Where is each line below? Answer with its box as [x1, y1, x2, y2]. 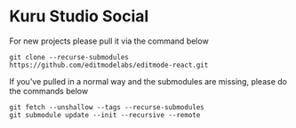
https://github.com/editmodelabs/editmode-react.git [9, 60, 209, 69]
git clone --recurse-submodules [9, 52, 129, 61]
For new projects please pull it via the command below [9, 36, 209, 46]
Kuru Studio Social [9, 6, 149, 27]
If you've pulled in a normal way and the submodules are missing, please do [9, 76, 287, 86]
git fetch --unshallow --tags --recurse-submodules [9, 102, 204, 112]
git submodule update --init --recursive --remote [9, 110, 201, 119]
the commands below [9, 85, 89, 96]
